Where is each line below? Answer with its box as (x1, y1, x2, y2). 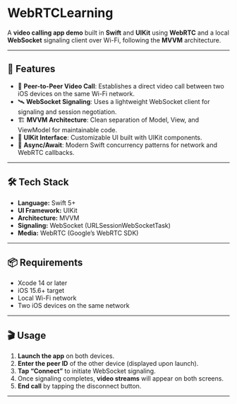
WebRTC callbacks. (17, 148, 75, 156)
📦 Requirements (7, 256, 83, 268)
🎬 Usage (7, 329, 47, 341)
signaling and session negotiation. (17, 108, 117, 116)
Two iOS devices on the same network (17, 301, 130, 310)
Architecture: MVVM (17, 214, 80, 222)
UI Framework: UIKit (17, 206, 78, 214)
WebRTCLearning (7, 5, 114, 21)
